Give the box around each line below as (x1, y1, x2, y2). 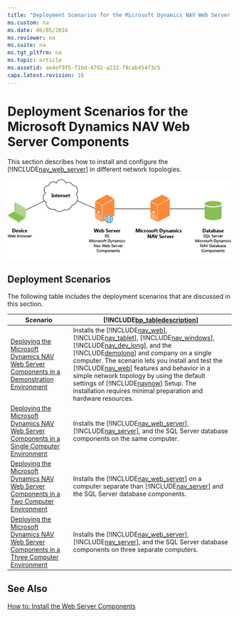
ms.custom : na (7, 19, 50, 26)
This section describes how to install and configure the (7, 157, 169, 165)
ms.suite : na (7, 41, 46, 49)
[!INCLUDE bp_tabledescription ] (102, 315, 199, 324)
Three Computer (10, 553, 59, 561)
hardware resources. (73, 394, 134, 402)
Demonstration (10, 375, 54, 384)
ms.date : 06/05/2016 (7, 26, 69, 34)
